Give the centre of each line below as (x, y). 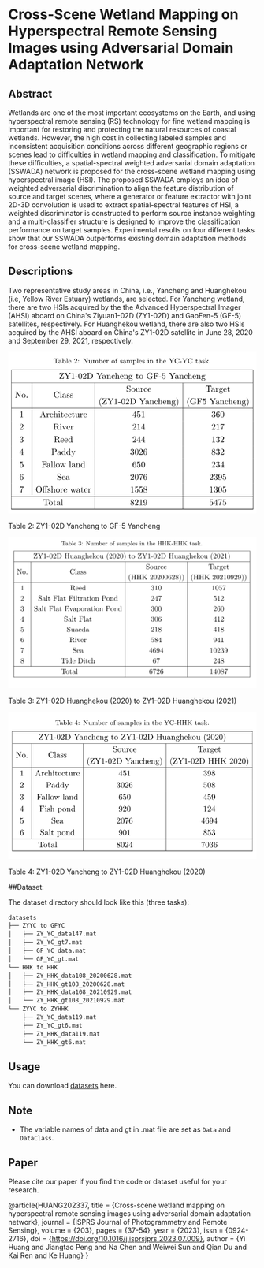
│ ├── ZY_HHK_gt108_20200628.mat (67, 984)
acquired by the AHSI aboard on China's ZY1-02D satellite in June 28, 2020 (131, 332)
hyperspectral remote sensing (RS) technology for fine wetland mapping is (129, 121)
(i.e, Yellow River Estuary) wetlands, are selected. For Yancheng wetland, (126, 299)
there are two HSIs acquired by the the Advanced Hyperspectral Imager (125, 307)
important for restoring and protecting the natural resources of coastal (122, 129)
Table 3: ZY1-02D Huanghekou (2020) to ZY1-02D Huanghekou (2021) (123, 701)
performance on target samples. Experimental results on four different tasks (131, 230)
